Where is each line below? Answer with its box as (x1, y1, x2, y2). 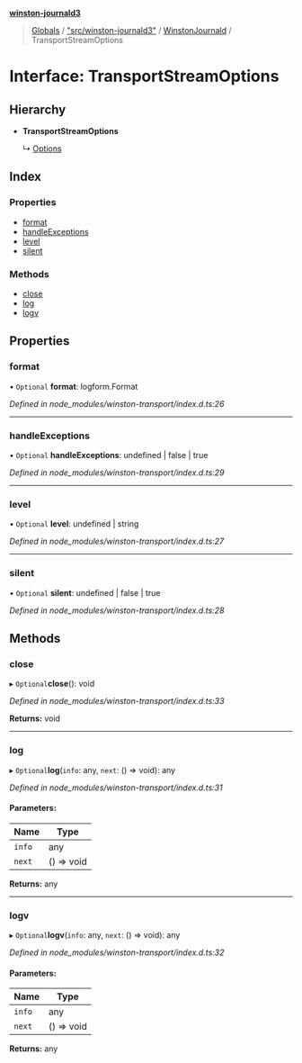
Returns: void (9, 713, 61, 724)
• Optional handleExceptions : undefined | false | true (9, 449, 209, 460)
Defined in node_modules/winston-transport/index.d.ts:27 (9, 536, 225, 547)
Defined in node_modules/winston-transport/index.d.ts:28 (9, 605, 225, 616)
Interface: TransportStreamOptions (9, 67, 280, 86)
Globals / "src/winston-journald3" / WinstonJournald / (31, 25, 232, 35)
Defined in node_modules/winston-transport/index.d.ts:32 (9, 947, 225, 958)
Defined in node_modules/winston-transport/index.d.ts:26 (9, 398, 225, 409)
